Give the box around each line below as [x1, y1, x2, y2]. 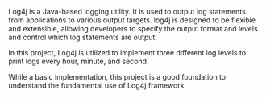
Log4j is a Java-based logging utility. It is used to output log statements [8, 7, 246, 16]
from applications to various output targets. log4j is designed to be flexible [8, 15, 256, 25]
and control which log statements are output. [8, 32, 157, 42]
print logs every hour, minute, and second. [8, 56, 149, 66]
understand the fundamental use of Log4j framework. [8, 80, 187, 90]
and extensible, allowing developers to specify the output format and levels [8, 24, 258, 33]
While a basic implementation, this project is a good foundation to [8, 72, 227, 81]
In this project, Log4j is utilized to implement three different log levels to [8, 48, 247, 57]
